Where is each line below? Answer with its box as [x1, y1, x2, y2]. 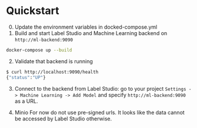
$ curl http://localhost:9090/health [6, 69, 99, 75]
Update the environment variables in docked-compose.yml [14, 23, 158, 30]
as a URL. [14, 98, 38, 105]
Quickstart [6, 4, 60, 18]
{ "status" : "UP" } [6, 74, 46, 80]
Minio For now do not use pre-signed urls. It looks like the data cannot [14, 109, 185, 116]
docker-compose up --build [6, 47, 72, 53]
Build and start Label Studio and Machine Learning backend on [14, 29, 168, 36]
